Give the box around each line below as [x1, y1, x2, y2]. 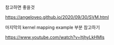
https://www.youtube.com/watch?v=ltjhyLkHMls [5, 34, 105, 40]
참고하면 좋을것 [5, 4, 35, 10]
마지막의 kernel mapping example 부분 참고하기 [5, 24, 100, 30]
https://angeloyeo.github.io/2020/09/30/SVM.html [5, 14, 109, 20]
